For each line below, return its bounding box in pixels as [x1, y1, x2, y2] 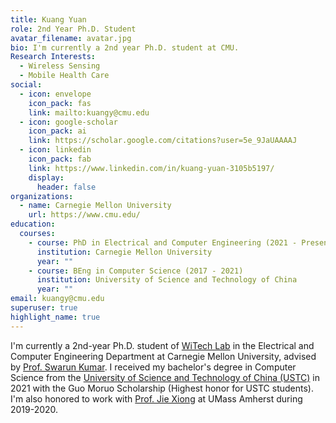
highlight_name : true [10, 312, 101, 322]
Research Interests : [10, 52, 97, 62]
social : [10, 80, 43, 90]
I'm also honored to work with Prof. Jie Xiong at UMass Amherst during [10, 392, 303, 405]
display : [28, 172, 65, 183]
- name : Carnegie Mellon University [19, 201, 172, 211]
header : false [36, 182, 97, 192]
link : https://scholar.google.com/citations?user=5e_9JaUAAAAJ [28, 136, 298, 146]
